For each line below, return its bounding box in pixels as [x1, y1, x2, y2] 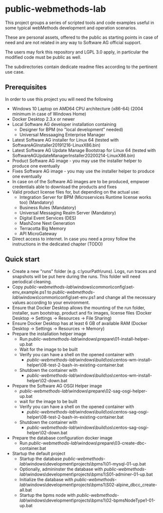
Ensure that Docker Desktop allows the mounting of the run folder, [12, 305, 145, 311]
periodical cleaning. [12, 278, 52, 285]
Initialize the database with [19, 476, 73, 482]
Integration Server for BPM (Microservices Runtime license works [19, 194, 151, 200]
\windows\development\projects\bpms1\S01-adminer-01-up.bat [26, 471, 153, 477]
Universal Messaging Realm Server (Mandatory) [19, 210, 116, 216]
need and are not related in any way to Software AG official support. [5, 39, 142, 45]
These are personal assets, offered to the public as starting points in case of [5, 34, 159, 40]
